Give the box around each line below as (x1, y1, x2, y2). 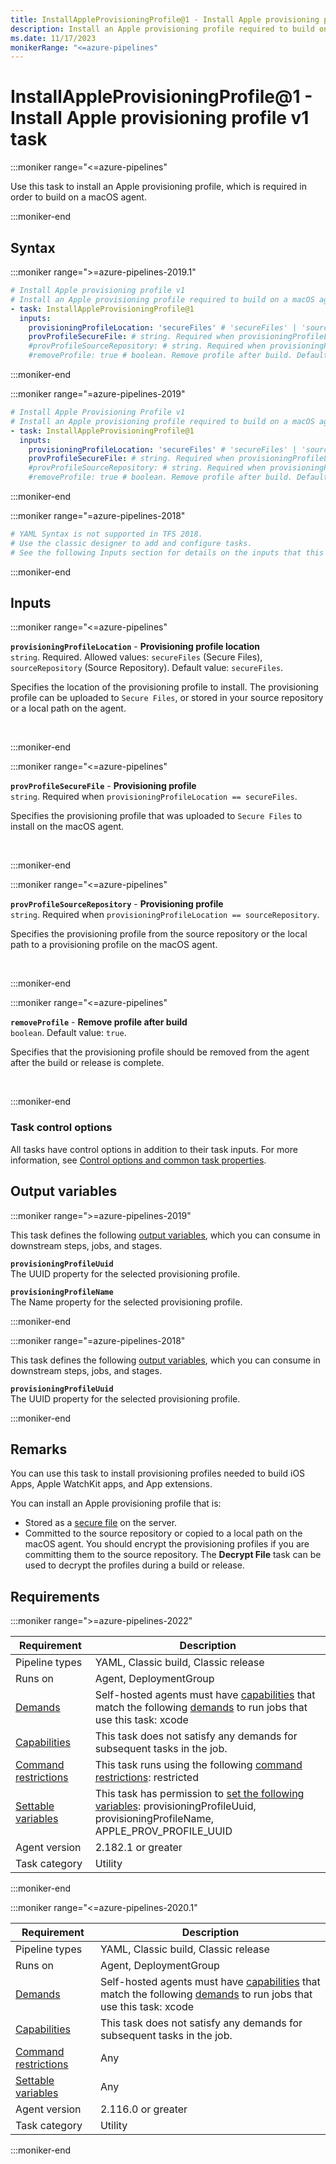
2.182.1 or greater (94, 1841, 183, 1855)
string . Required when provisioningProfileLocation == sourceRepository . (10, 909, 320, 921)
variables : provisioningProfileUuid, (94, 1799, 257, 1813)
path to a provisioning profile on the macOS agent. (10, 939, 218, 951)
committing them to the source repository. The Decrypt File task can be (24, 1549, 322, 1561)
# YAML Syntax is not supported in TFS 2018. (10, 529, 203, 539)
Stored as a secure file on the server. (24, 1517, 178, 1529)
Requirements (10, 1588, 100, 1605)
